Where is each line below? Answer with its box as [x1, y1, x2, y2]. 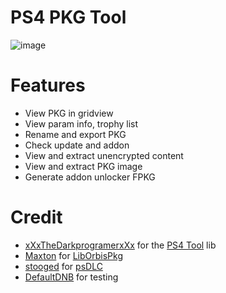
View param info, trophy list [24, 117, 139, 130]
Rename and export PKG [24, 128, 127, 140]
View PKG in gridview [24, 107, 114, 119]
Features [10, 74, 86, 97]
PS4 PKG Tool [10, 6, 127, 29]
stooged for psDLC [24, 260, 103, 272]
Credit [10, 206, 63, 229]
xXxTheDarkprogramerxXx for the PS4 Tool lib [24, 239, 217, 251]
